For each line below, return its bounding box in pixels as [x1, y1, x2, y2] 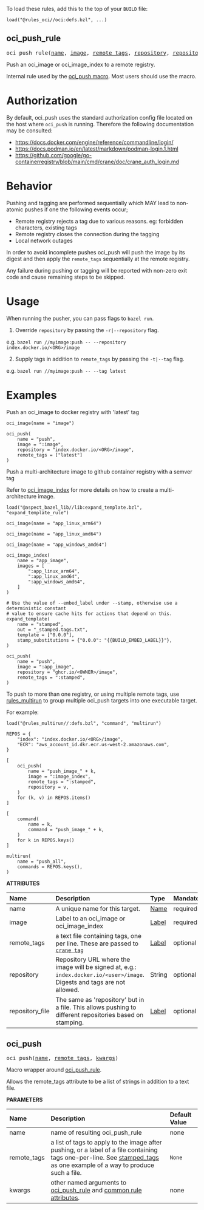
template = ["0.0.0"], [17, 631, 75, 638]
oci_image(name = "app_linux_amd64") [6, 531, 102, 537]
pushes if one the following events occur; [24, 206, 129, 213]
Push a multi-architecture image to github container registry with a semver [6, 467, 192, 475]
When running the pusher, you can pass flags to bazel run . [6, 314, 154, 322]
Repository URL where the [55, 955, 131, 964]
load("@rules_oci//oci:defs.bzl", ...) [6, 17, 107, 23]
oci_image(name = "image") [6, 420, 75, 426]
